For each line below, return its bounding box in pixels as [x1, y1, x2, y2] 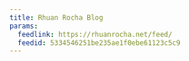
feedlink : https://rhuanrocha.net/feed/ [17, 30, 173, 39]
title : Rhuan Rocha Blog [9, 13, 104, 22]
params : [9, 22, 39, 30]
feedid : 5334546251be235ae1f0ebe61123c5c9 [17, 38, 181, 48]
